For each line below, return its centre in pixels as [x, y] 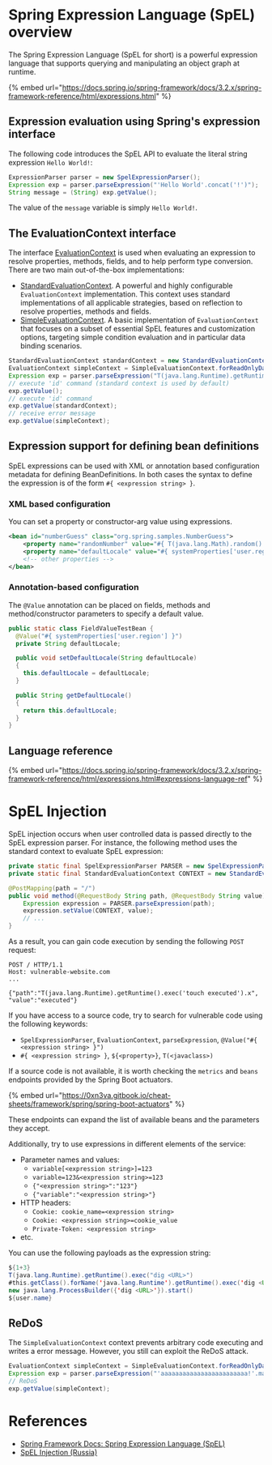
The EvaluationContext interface [92, 233]
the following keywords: [48, 1024]
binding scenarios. [51, 346]
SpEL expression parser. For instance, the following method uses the [123, 843]
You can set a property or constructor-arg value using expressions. [121, 522]
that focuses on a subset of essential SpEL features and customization [138, 329]
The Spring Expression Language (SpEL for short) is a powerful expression [133, 54]
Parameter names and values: [70, 1160]
